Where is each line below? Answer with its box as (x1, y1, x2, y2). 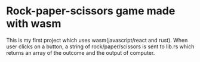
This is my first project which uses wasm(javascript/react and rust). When (6, 36, 188, 44)
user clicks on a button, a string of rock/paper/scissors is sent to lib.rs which (6, 43, 195, 50)
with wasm (6, 17, 61, 30)
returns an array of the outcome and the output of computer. (6, 49, 155, 56)
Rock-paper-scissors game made (6, 4, 176, 18)
